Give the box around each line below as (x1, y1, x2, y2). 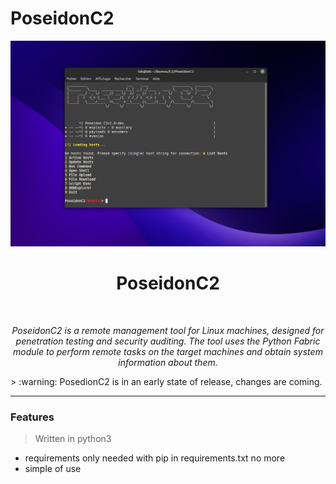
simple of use (24, 463, 82, 475)
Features (10, 410, 55, 424)
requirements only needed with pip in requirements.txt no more (24, 452, 286, 464)
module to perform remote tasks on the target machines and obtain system (13, 346, 323, 358)
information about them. (118, 357, 218, 369)
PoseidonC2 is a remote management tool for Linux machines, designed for (11, 325, 325, 337)
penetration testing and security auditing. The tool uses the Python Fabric (15, 335, 321, 347)
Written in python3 (34, 433, 112, 445)
